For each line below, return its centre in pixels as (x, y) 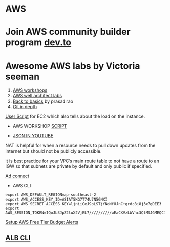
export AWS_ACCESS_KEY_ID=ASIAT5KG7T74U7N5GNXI (56, 200)
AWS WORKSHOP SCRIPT (40, 126)
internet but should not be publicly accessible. (53, 151)
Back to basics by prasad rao (43, 101)
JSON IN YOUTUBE (33, 136)
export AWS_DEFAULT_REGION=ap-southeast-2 (51, 195)
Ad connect (17, 176)
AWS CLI (22, 186)
